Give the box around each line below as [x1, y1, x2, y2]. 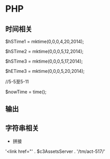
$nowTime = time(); [5, 89, 47, 95]
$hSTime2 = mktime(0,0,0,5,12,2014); [5, 48, 84, 54]
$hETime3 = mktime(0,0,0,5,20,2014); [5, 68, 85, 74]
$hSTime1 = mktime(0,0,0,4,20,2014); [5, 39, 84, 44]
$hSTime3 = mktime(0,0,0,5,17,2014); [5, 58, 83, 64]
